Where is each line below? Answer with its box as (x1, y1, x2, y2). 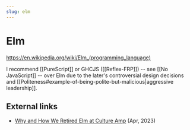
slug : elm (6, 8, 31, 15)
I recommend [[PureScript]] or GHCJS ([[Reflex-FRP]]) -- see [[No (6, 65, 168, 72)
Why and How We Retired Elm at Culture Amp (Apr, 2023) (14, 117, 156, 125)
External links (6, 102, 58, 112)
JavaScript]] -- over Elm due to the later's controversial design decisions (6, 72, 184, 79)
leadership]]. (6, 84, 37, 91)
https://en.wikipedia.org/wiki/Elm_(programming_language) (6, 54, 151, 61)
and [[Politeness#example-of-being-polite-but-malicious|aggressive (6, 78, 174, 85)
